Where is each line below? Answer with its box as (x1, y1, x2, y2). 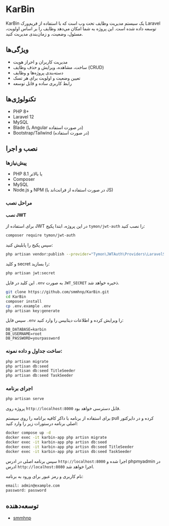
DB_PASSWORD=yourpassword (6, 336, 60, 341)
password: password (6, 488, 47, 493)
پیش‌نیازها (6, 159, 27, 166)
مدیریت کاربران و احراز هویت (13, 59, 68, 65)
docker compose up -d (6, 430, 51, 435)
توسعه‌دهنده (6, 501, 39, 510)
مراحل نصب (6, 200, 32, 207)
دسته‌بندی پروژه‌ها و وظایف (13, 70, 64, 76)
